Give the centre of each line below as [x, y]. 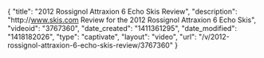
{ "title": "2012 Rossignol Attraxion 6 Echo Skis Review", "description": [122, 12]
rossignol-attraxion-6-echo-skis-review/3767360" [90, 45]
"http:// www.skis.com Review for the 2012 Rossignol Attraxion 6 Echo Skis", [132, 20]
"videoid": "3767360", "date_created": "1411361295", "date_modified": [122, 28]
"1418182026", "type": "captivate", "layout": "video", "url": [102, 37]
